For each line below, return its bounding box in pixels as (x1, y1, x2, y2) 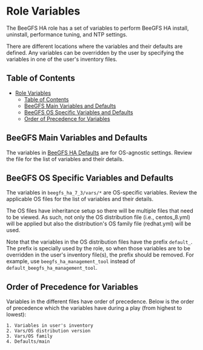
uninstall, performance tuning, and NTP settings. (6, 30, 128, 38)
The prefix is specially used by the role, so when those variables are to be (6, 245, 191, 252)
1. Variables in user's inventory (6, 323, 94, 329)
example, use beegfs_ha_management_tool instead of (6, 258, 136, 265)
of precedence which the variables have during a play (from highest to (6, 304, 182, 312)
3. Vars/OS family (6, 333, 53, 340)
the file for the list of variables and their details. (6, 155, 124, 162)
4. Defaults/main (6, 338, 50, 345)
